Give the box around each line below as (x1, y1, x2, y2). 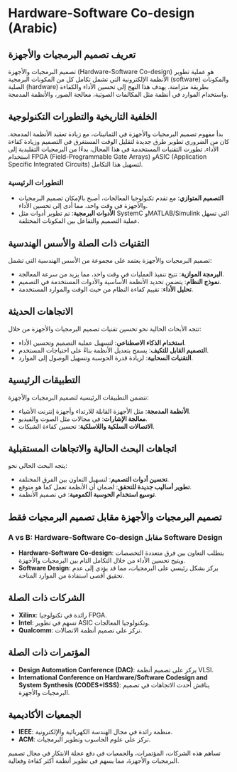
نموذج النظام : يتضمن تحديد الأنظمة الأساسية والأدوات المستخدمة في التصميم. (18, 277, 222, 286)
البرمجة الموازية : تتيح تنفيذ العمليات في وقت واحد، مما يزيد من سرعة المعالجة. (18, 269, 224, 278)
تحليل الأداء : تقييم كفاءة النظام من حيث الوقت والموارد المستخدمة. (18, 285, 194, 293)
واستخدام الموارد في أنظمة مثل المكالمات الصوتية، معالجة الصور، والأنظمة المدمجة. (8, 90, 229, 98)
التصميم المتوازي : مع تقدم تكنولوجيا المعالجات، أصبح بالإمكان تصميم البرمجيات (18, 194, 224, 202)
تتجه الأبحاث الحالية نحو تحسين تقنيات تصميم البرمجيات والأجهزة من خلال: (8, 324, 202, 333)
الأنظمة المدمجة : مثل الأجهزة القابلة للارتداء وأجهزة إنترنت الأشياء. (18, 407, 191, 415)
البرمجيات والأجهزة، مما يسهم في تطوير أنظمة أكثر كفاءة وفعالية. (8, 756, 180, 765)
